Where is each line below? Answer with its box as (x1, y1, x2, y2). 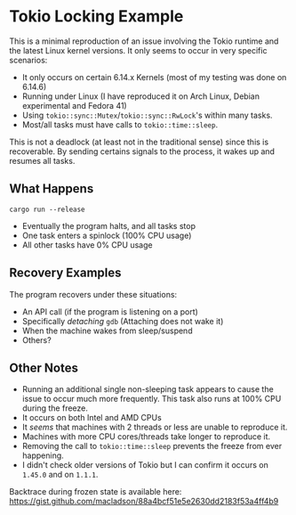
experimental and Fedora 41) (21, 100, 127, 110)
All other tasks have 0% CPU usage (21, 239, 153, 250)
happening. (21, 450, 64, 461)
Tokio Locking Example (9, 6, 184, 27)
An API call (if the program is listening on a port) (21, 306, 198, 317)
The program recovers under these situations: (9, 289, 178, 299)
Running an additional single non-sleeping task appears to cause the (21, 384, 274, 395)
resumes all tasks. (9, 155, 76, 166)
